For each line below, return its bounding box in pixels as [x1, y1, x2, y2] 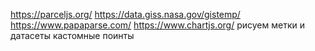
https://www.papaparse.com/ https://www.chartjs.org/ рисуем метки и [10, 19, 305, 31]
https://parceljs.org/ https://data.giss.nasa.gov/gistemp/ [10, 9, 241, 20]
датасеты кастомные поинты [10, 30, 135, 41]
